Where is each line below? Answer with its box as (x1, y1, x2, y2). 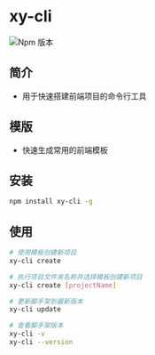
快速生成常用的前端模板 (21, 144, 108, 155)
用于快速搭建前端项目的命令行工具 (21, 91, 147, 101)
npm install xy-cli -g (9, 198, 93, 206)
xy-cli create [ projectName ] (9, 280, 117, 290)
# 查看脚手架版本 (9, 321, 64, 330)
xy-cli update (9, 305, 62, 314)
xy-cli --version (9, 338, 74, 347)
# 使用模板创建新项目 (9, 248, 77, 257)
